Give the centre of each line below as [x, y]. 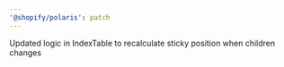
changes [26, 52]
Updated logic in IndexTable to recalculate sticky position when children [142, 43]
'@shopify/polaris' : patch [60, 17]
